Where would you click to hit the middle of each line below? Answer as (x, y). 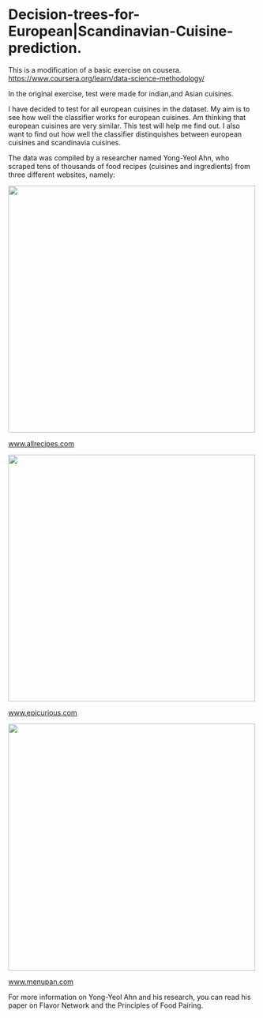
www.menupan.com (41, 982)
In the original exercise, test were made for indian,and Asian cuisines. (121, 93)
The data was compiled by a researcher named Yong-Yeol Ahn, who (119, 158)
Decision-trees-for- (74, 15)
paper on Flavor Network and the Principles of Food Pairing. (106, 1005)
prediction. (45, 48)
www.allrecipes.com (41, 443)
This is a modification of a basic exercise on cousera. (95, 69)
